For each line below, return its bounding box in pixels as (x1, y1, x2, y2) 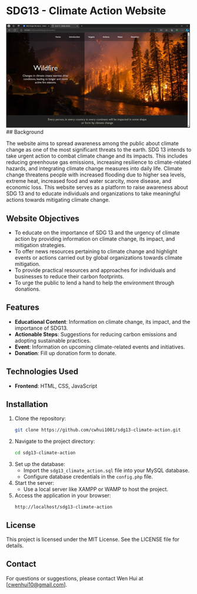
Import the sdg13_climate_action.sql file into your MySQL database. (23, 467, 190, 474)
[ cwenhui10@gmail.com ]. (6, 581, 68, 588)
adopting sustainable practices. (14, 337, 91, 344)
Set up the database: (14, 461, 66, 468)
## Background (6, 129, 44, 136)
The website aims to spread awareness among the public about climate (6, 140, 179, 147)
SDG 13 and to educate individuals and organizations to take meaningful (6, 190, 181, 197)
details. (6, 542, 24, 549)
